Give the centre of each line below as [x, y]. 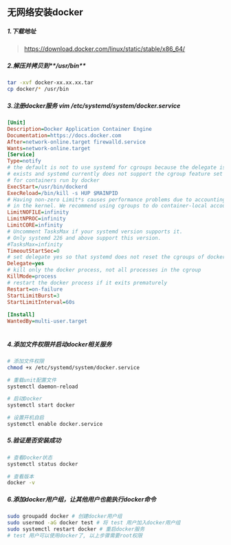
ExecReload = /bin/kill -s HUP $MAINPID [63, 193]
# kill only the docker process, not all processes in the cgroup [104, 270]
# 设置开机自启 [26, 418]
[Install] [21, 315]
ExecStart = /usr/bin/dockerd [47, 187]
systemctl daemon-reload [43, 387]
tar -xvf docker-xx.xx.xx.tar [51, 83]
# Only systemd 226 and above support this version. [84, 238]
